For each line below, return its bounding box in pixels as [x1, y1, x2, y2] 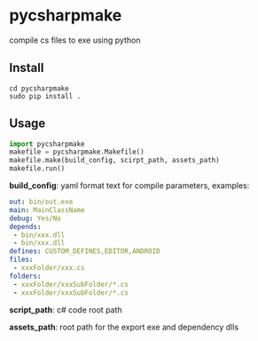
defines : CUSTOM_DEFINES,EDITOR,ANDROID [9, 247, 161, 256]
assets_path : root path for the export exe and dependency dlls [9, 321, 239, 332]
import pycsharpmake [9, 139, 86, 148]
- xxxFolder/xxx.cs [12, 264, 86, 273]
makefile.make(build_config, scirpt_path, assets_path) [9, 156, 220, 165]
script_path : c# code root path [9, 304, 122, 315]
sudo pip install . [9, 91, 82, 100]
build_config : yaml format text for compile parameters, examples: [9, 180, 250, 191]
